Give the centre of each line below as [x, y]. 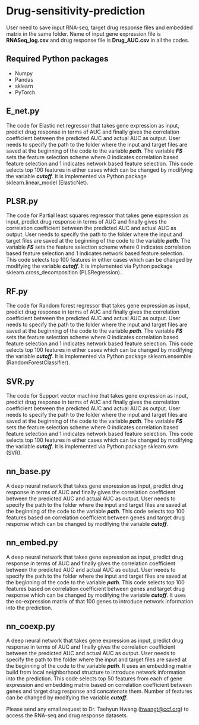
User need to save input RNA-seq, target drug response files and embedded [99, 27]
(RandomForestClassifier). [38, 362]
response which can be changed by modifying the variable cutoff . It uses [96, 595]
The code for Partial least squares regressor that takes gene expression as [97, 215]
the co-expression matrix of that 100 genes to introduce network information [100, 601]
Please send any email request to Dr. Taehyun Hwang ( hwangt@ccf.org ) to [97, 709]
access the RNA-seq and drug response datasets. [67, 715]
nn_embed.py [32, 543]
